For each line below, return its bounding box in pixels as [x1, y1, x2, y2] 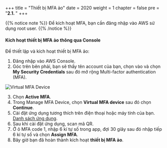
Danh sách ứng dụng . [12, 116, 58, 122]
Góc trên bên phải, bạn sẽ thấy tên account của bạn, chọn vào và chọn [12, 63, 161, 69]
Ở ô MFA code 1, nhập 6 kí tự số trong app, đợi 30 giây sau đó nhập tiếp [12, 126, 162, 132]
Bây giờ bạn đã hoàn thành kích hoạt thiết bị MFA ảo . [12, 137, 124, 143]
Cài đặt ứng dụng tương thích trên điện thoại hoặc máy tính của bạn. [12, 110, 155, 116]
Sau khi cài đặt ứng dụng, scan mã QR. [12, 121, 94, 127]
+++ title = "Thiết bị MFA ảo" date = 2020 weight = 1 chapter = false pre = [5, 5, 159, 11]
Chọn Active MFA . [12, 94, 52, 100]
